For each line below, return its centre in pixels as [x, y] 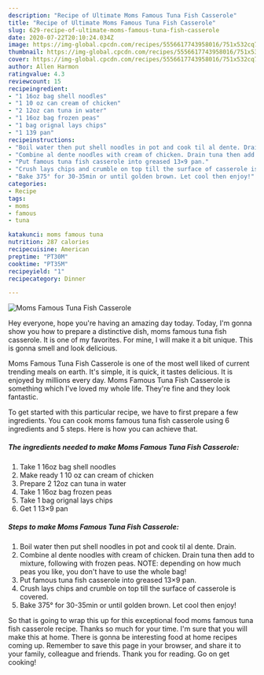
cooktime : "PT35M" [38, 264]
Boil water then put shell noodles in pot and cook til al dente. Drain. [128, 547]
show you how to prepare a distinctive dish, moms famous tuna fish [117, 332]
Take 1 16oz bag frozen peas [66, 492]
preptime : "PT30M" [38, 257]
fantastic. [23, 397]
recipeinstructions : [42, 140]
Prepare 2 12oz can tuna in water [73, 484]
